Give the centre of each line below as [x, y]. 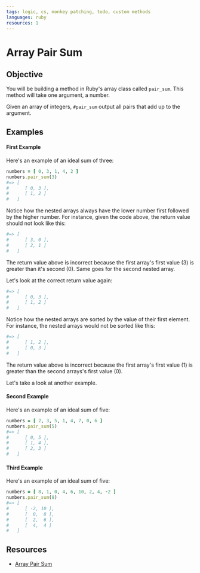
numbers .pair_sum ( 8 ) [32, 498]
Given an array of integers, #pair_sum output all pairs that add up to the [93, 107]
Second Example [27, 397]
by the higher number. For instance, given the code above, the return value [98, 217]
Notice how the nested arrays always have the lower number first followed [98, 211]
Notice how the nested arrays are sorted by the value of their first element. [98, 319]
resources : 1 [22, 23]
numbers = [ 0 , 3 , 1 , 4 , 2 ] [42, 171]
